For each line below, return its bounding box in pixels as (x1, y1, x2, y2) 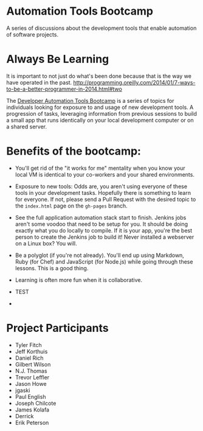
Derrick (15, 412, 35, 419)
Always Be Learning (6, 52, 109, 66)
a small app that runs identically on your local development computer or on (6, 116, 194, 124)
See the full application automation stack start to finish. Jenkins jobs (15, 214, 187, 221)
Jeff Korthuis (15, 348, 48, 355)
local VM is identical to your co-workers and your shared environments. (15, 170, 194, 178)
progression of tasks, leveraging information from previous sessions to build (6, 110, 198, 117)
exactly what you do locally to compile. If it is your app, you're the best (15, 226, 193, 234)
